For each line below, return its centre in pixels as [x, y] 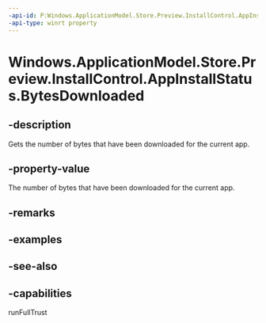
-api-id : [23, 15]
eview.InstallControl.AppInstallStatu [130, 79]
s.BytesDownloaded [76, 95]
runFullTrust [28, 313]
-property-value [49, 168]
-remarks [32, 213]
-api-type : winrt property [53, 23]
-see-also [33, 266]
